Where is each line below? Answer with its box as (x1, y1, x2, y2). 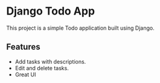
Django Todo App (6, 4, 95, 18)
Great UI (14, 71, 36, 78)
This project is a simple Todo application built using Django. (6, 24, 155, 32)
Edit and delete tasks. (14, 64, 69, 71)
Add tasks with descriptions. (14, 58, 86, 65)
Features (6, 42, 40, 52)
